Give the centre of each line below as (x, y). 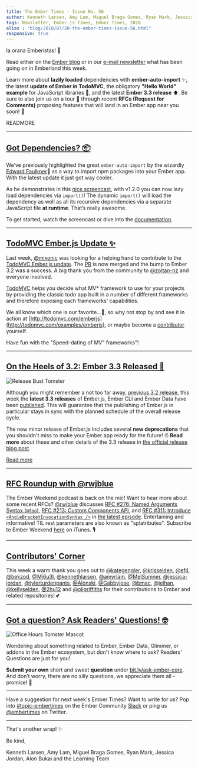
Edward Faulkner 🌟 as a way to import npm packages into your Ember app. (96, 171)
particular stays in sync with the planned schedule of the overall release (93, 411)
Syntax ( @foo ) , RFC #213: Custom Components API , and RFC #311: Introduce (98, 511)
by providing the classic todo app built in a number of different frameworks (97, 294)
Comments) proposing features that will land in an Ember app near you (93, 105)
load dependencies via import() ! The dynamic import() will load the (89, 195)
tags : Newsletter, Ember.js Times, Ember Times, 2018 (74, 22)
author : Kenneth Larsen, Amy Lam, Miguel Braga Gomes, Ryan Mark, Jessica (100, 17)
